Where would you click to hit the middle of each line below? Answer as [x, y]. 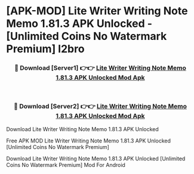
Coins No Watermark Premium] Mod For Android [66, 164]
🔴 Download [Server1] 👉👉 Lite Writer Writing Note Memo [100, 68]
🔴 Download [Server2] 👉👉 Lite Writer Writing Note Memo [100, 107]
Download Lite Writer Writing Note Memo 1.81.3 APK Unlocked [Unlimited [96, 159]
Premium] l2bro [45, 49]
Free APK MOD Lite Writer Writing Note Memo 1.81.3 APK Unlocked [89, 141]
